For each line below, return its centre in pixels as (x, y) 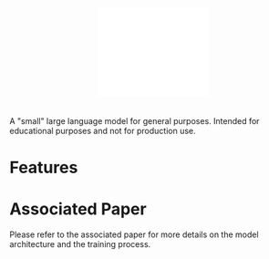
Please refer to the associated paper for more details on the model (134, 234)
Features (44, 168)
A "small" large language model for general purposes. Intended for (134, 121)
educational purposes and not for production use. (103, 131)
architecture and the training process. (80, 244)
